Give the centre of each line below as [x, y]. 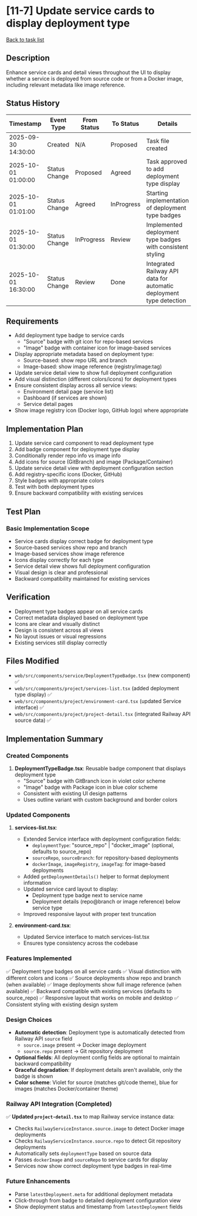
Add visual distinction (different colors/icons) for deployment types [96, 379]
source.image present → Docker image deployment [85, 1045]
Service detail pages [48, 404]
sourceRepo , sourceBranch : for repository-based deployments [105, 858]
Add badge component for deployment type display [77, 449]
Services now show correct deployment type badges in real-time [93, 1166]
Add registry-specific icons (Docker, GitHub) [68, 474]
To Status [125, 124]
